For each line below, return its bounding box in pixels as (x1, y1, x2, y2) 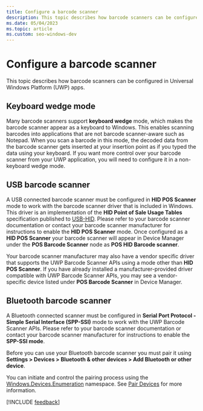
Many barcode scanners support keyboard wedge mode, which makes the (6, 117, 193, 125)
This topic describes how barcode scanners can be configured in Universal (6, 77, 193, 85)
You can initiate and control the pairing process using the (6, 374, 149, 381)
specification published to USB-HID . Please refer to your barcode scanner (6, 215, 190, 222)
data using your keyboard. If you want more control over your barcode (6, 149, 181, 157)
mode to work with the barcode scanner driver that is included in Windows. (6, 202, 193, 209)
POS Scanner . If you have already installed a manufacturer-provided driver (6, 265, 193, 273)
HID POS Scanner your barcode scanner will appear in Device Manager (6, 234, 184, 242)
